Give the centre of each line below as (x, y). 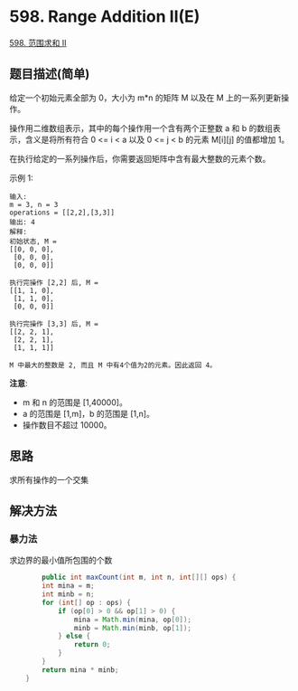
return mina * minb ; (80, 670)
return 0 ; (92, 645)
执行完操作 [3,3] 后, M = (54, 324)
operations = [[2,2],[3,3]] (62, 213)
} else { (74, 636)
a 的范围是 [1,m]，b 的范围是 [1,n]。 (88, 413)
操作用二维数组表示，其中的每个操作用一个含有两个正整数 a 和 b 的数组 (141, 128)
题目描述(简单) (50, 74)
